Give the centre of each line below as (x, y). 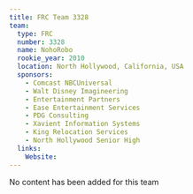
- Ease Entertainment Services (83, 108)
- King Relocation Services (77, 132)
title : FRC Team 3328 (49, 17)
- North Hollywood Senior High (83, 140)
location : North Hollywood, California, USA (100, 67)
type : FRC (35, 34)
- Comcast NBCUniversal (69, 83)
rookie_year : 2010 (51, 58)
